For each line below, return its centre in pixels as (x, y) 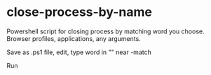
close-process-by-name (79, 12)
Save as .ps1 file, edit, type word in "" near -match (79, 52)
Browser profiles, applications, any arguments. (74, 38)
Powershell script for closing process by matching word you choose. (105, 31)
